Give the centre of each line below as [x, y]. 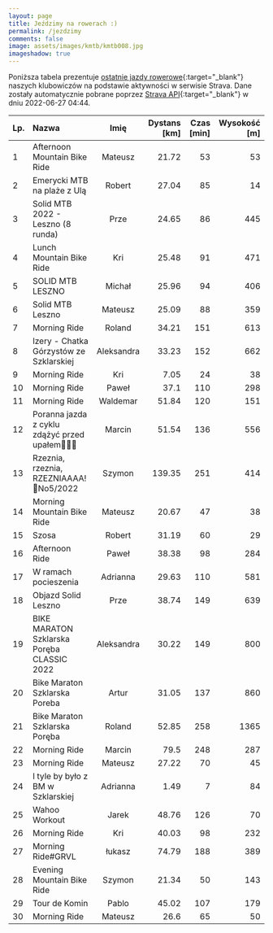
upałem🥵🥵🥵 [54, 445]
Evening [48, 870]
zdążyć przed [58, 434]
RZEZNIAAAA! [59, 478]
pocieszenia [55, 582]
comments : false [36, 39]
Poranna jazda [60, 414]
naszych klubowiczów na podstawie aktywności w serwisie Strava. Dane [130, 85]
